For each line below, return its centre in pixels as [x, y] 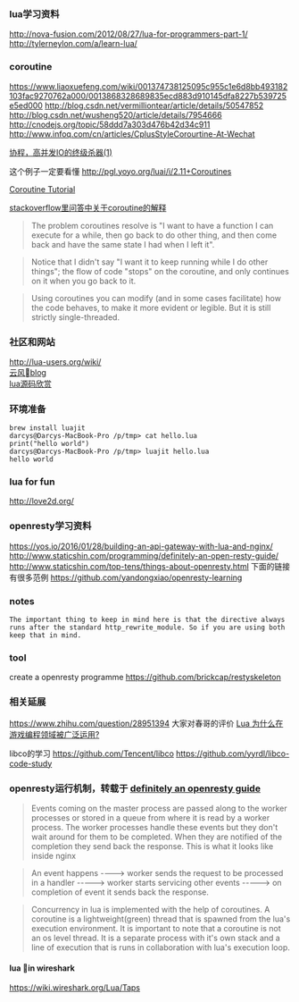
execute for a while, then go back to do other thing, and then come [154, 235]
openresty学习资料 [50, 526]
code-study [31, 763]
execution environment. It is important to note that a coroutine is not [156, 928]
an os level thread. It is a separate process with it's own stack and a [156, 938]
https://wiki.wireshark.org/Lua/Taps [75, 988]
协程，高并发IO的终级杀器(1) [61, 152]
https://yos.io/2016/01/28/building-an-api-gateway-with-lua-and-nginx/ [141, 546]
